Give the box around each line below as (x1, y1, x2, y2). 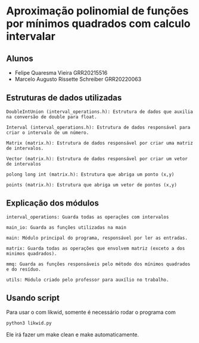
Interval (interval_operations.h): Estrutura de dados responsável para (6, 124, 191, 130)
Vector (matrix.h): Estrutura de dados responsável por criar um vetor (6, 155, 188, 162)
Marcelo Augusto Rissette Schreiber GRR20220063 (14, 76, 142, 82)
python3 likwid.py (6, 320, 52, 326)
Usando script (6, 293, 60, 303)
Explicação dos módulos (6, 198, 99, 209)
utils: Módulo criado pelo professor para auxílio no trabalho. (6, 277, 169, 283)
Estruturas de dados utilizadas (6, 93, 122, 103)
